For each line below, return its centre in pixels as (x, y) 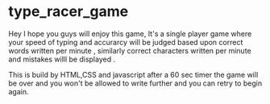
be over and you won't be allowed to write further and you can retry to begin (135, 83)
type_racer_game (69, 12)
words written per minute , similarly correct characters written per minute (130, 50)
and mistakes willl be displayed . (62, 59)
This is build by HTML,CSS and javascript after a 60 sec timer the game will (133, 74)
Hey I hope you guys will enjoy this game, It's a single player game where (130, 34)
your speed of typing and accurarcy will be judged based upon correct (126, 42)
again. (19, 91)
